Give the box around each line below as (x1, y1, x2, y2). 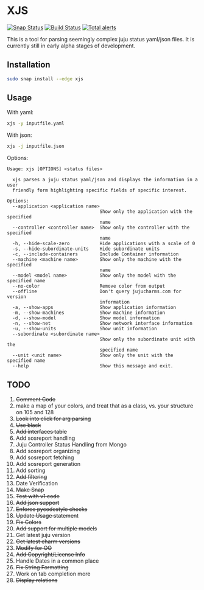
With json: (7, 131, 32, 139)
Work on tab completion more (15, 570, 91, 577)
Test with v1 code (15, 493, 60, 499)
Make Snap (15, 486, 44, 493)
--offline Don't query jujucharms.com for (12, 288, 182, 295)
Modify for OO (15, 544, 52, 551)
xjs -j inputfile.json (7, 144, 65, 150)
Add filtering (15, 473, 47, 481)
